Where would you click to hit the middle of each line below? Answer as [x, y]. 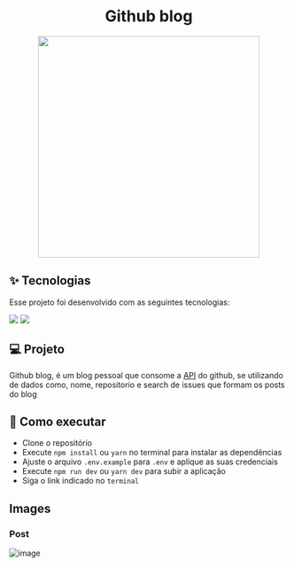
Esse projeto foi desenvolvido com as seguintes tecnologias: [120, 302]
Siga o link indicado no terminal [80, 481]
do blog [23, 394]
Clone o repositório [57, 443]
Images [30, 508]
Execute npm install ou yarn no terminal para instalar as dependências [152, 453]
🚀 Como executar [58, 421]
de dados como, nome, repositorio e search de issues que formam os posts [147, 384]
